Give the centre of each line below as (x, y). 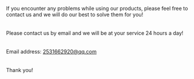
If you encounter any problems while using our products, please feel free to (97, 8)
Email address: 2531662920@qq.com (51, 51)
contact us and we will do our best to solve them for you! (75, 15)
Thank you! (20, 70)
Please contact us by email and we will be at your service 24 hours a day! (95, 33)
